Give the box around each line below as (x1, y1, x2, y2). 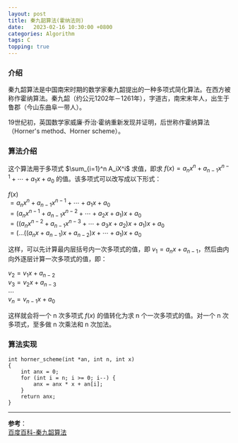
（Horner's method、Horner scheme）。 (8, 127, 124, 135)
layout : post (8, 10, 47, 18)
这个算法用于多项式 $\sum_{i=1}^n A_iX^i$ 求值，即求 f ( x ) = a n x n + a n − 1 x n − (8, 163, 230, 174)
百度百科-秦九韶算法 (8, 428, 67, 437)
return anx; (20, 393, 56, 401)
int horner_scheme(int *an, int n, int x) (8, 356, 135, 363)
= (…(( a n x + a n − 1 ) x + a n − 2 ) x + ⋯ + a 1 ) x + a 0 (10, 228, 142, 238)
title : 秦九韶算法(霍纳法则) (8, 17, 84, 24)
